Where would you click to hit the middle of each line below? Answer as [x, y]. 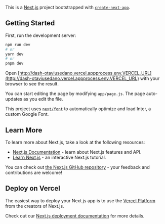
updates [14, 99]
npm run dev [18, 44]
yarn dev [14, 54]
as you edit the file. [43, 99]
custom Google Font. [27, 114]
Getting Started [30, 23]
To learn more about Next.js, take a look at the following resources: [75, 142]
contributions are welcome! [34, 172]
